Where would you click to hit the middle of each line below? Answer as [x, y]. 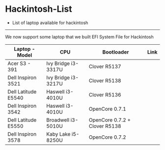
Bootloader [116, 52]
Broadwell [58, 120]
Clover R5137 [105, 66]
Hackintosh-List [39, 9]
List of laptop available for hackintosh [50, 23]
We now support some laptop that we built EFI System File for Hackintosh [79, 37]
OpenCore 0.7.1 [107, 109]
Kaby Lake [58, 134]
